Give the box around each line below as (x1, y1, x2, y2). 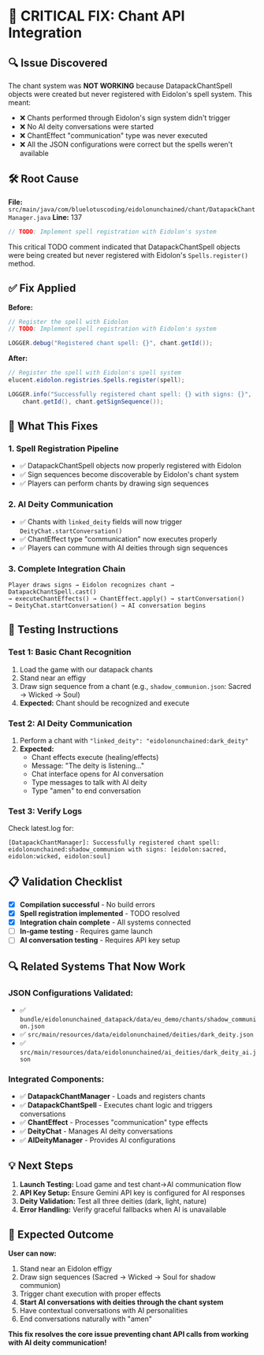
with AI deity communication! (8, 1338, 107, 1347)
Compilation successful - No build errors (19, 900, 155, 909)
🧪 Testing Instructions (8, 623, 119, 637)
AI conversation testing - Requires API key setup (19, 936, 180, 945)
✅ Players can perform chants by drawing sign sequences (19, 478, 209, 488)
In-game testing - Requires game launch (19, 926, 153, 936)
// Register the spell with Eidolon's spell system (8, 369, 181, 377)
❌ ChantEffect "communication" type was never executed (19, 131, 208, 140)
